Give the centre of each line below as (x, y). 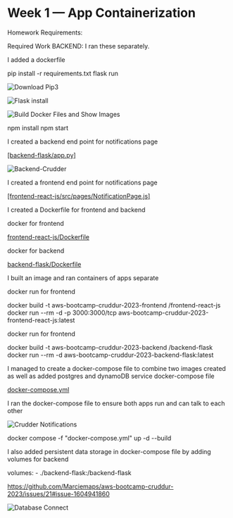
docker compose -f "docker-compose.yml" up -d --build (89, 438)
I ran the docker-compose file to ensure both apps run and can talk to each (116, 403)
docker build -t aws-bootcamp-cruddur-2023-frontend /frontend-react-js (114, 305)
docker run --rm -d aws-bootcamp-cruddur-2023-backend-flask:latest (111, 355)
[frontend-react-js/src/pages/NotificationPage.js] (79, 196)
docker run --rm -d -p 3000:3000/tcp (62, 312)
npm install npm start (38, 127)
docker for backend (36, 251)
